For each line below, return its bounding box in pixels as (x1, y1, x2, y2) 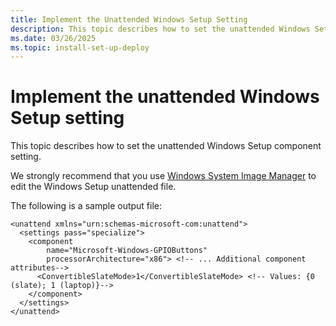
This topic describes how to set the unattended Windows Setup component (10, 140, 322, 152)
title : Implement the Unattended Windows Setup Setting (10, 14, 248, 25)
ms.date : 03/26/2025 (10, 33, 97, 43)
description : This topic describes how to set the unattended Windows (10, 24, 311, 34)
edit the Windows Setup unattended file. (10, 181, 177, 193)
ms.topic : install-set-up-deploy (10, 42, 150, 53)
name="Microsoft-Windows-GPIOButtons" (46, 246, 208, 256)
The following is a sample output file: (10, 200, 163, 212)
